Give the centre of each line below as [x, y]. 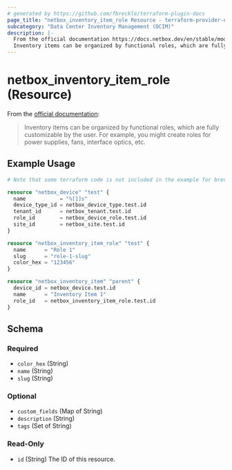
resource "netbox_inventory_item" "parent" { [74, 282]
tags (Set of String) [44, 426]
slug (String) [35, 379]
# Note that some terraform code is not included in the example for [109, 180]
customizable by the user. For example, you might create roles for [117, 134]
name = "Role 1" [45, 250]
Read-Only [26, 444]
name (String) [35, 371]
